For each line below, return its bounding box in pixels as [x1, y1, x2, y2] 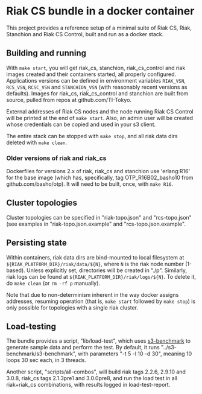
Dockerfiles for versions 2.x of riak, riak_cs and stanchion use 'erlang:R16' [6, 168, 191, 175]
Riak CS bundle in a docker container [6, 4, 195, 18]
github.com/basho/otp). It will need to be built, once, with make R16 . [6, 180, 174, 188]
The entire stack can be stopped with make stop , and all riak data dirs [6, 132, 178, 139]
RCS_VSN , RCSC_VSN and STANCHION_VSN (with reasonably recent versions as [6, 83, 188, 91]
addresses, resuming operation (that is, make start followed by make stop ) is [6, 297, 196, 305]
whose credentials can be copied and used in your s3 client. [6, 121, 156, 128]
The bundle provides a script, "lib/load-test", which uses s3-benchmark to [6, 337, 191, 345]
